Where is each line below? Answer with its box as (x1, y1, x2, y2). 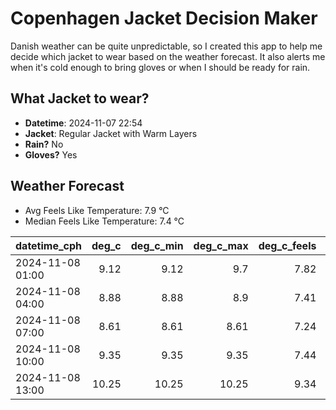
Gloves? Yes (24, 148, 78, 161)
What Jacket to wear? (10, 90, 150, 107)
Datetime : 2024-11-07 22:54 (24, 117, 143, 129)
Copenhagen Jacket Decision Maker (10, 7, 318, 30)
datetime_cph (15, 238, 83, 252)
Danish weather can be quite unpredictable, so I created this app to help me (10, 40, 323, 52)
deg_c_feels (258, 238, 317, 252)
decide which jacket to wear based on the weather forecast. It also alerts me (10, 50, 326, 62)
